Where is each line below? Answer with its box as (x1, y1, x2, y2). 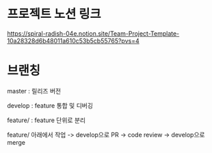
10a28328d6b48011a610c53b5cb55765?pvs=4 (7, 36, 140, 45)
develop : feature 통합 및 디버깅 (7, 101, 94, 110)
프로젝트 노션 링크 (7, 6, 101, 22)
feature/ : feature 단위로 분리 (7, 116, 86, 124)
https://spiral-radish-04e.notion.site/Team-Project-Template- (7, 29, 180, 38)
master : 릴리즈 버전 (7, 86, 62, 95)
